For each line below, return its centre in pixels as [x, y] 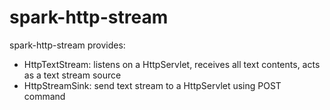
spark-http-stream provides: [67, 45]
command [44, 96]
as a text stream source [72, 75]
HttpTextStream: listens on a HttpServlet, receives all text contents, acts [172, 64]
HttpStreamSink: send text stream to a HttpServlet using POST [152, 85]
